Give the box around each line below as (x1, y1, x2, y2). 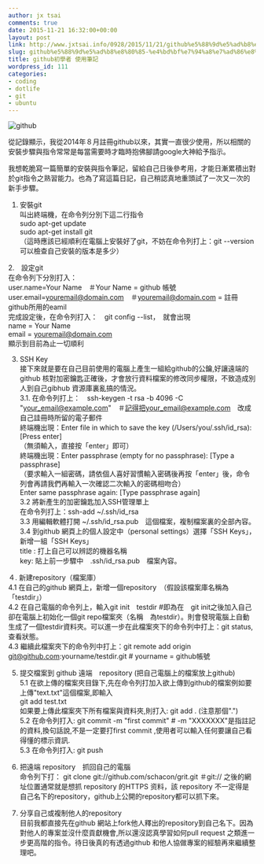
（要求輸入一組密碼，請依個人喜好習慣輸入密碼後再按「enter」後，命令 (19, 469, 251, 478)
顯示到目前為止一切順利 (8, 339, 84, 349)
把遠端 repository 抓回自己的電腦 (19, 762, 131, 772)
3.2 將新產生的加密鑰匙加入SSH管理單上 (19, 497, 150, 507)
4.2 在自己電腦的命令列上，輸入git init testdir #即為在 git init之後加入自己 (8, 603, 252, 612)
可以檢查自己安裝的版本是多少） (19, 246, 123, 256)
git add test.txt (19, 697, 67, 707)
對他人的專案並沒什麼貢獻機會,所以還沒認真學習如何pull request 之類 (19, 828, 241, 838)
